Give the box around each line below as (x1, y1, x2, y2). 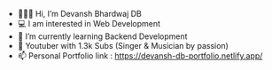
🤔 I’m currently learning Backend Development (17, 31, 188, 42)
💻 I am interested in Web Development (17, 19, 161, 28)
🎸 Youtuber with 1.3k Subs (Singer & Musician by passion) (17, 41, 229, 51)
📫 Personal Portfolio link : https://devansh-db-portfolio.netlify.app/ (17, 51, 263, 61)
